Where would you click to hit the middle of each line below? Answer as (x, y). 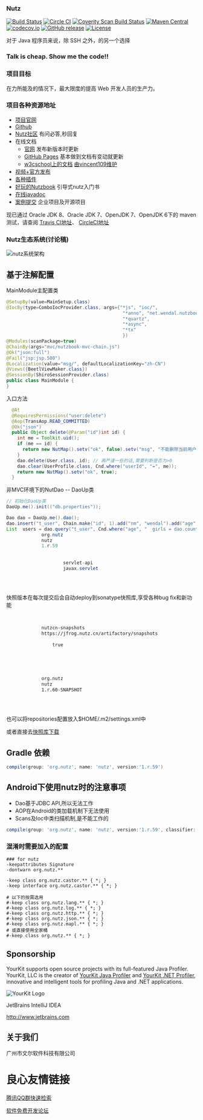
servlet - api (78, 563)
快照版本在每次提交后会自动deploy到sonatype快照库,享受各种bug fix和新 (97, 598)
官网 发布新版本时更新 (51, 149)
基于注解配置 (30, 274)
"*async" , (135, 324)
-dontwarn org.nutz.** (35, 869)
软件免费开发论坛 (27, 1110)
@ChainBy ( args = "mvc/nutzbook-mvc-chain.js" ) (63, 347)
